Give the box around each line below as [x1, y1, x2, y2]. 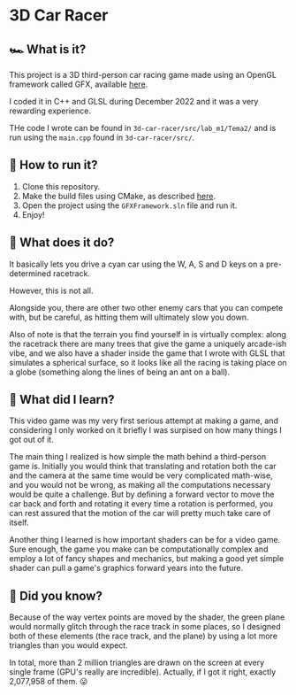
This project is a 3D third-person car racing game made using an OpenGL [9, 70, 277, 80]
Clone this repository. [21, 181, 101, 191]
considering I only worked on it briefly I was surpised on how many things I [9, 425, 283, 436]
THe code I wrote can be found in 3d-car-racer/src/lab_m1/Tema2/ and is [9, 123, 277, 133]
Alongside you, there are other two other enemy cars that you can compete [9, 302, 284, 313]
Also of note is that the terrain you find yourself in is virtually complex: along [9, 328, 287, 339]
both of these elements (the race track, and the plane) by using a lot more [9, 630, 278, 642]
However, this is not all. [9, 285, 94, 296]
